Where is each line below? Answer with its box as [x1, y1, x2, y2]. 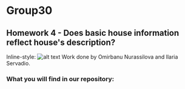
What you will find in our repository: [6, 74, 114, 83]
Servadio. [6, 60, 30, 67]
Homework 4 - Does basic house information [6, 28, 180, 38]
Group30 [6, 4, 53, 18]
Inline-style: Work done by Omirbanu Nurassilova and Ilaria [6, 53, 178, 61]
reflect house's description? [6, 37, 116, 47]
